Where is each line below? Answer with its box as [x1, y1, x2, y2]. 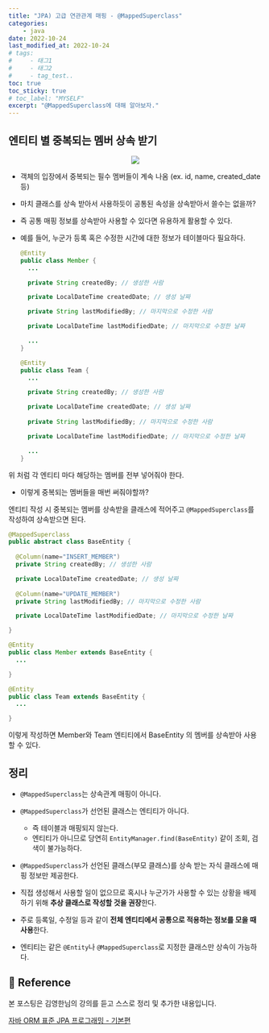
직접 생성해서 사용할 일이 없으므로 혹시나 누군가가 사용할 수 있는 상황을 [19, 888, 242, 897]
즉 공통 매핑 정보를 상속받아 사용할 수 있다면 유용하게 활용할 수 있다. [19, 215, 233, 226]
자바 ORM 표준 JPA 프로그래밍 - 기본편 [8, 1015, 131, 1025]
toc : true [8, 79, 42, 87]
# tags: [8, 49, 35, 57]
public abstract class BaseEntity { [8, 537, 131, 546]
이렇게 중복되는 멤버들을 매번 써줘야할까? [19, 487, 149, 496]
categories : [8, 19, 48, 27]
